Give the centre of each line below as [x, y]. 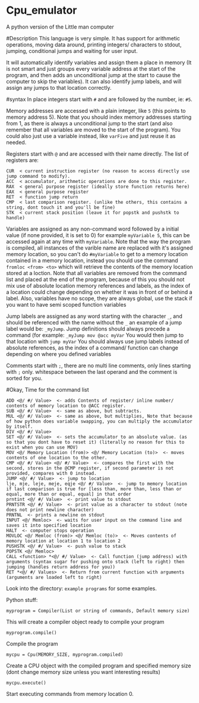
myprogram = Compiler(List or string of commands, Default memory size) [98, 611]
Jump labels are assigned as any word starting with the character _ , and [94, 316]
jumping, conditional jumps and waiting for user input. [72, 51]
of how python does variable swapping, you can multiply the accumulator [99, 421]
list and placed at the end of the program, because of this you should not [95, 279]
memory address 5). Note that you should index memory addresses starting [99, 117]
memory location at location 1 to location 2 [63, 541]
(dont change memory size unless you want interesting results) [83, 672]
